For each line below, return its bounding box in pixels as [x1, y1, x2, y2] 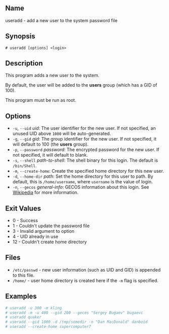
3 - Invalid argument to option [12, 228, 75, 234]
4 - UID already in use [12, 234, 59, 240]
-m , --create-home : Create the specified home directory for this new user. [12, 168, 164, 174]
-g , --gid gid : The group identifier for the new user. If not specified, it [12, 136, 156, 142]
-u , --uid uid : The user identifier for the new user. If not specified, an [12, 125, 156, 131]
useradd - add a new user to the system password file [5, 17, 118, 23]
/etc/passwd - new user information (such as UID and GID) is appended [12, 266, 161, 273]
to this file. [12, 272, 35, 278]
